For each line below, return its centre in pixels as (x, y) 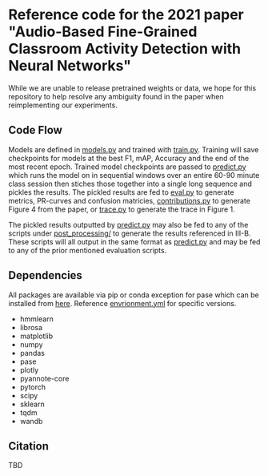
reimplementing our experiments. (63, 105)
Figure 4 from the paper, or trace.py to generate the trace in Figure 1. (122, 209)
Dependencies (45, 275)
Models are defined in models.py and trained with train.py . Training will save (134, 149)
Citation (29, 446)
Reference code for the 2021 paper (126, 15)
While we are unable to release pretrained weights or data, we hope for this (132, 88)
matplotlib (36, 336)
